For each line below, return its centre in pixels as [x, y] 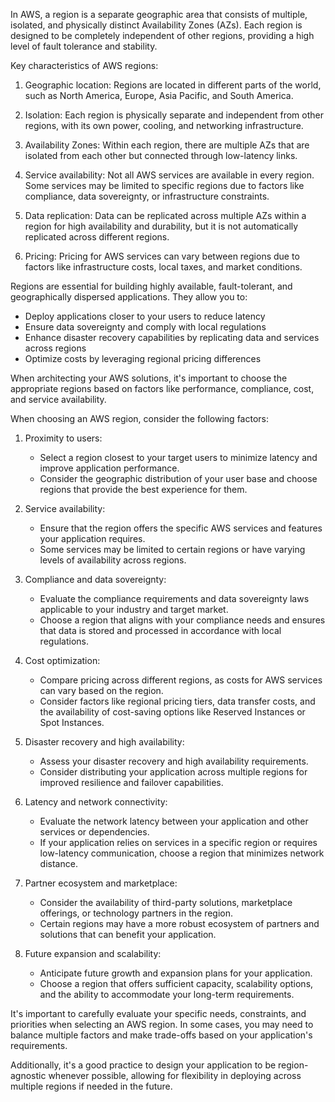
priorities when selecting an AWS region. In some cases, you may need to [162, 1024]
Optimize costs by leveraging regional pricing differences [143, 358]
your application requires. [92, 538]
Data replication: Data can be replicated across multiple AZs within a [165, 215]
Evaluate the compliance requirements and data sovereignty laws [174, 598]
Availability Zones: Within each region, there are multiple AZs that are [167, 145]
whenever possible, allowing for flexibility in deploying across [175, 1075]
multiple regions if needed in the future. [91, 1086]
